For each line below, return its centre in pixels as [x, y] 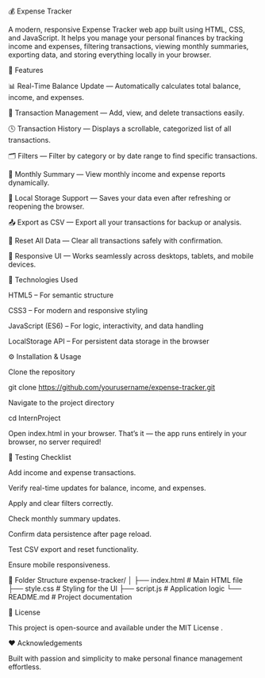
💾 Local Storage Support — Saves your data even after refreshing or [120, 198]
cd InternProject [35, 418]
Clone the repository [42, 372]
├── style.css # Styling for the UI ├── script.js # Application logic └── [125, 588]
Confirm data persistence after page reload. [80, 534]
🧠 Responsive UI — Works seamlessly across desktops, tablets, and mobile [131, 256]
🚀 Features [26, 70]
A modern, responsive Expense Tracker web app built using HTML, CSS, [127, 29]
